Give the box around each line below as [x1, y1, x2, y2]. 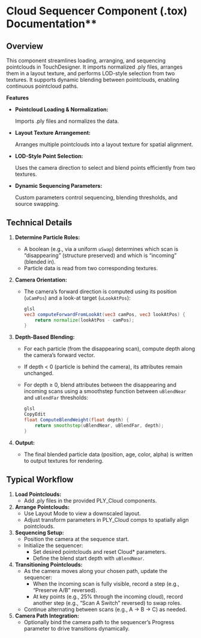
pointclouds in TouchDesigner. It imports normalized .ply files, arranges [6, 63, 183, 70]
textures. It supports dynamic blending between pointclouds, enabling [6, 76, 179, 83]
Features [6, 94, 29, 101]
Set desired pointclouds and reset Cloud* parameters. [32, 548, 167, 555]
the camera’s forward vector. [23, 352, 95, 359]
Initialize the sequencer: [23, 542, 83, 549]
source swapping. [14, 200, 60, 207]
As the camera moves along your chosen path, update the [23, 567, 168, 574]
